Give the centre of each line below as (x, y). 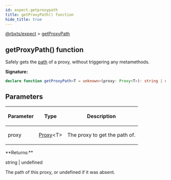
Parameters (24, 97)
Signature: (17, 72)
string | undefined (24, 162)
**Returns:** (19, 152)
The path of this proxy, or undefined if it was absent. (60, 172)
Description (101, 116)
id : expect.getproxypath (32, 10)
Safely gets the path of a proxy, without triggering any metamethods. (78, 62)
